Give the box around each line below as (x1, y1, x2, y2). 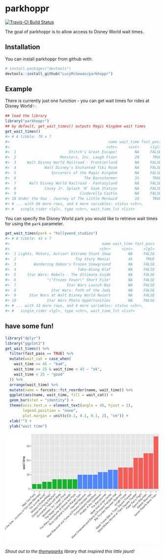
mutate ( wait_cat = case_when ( (9, 356, 71, 361)
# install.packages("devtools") (5, 66, 71, 71)
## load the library (5, 113, 48, 118)
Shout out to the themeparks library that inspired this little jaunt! (5, 548, 135, 554)
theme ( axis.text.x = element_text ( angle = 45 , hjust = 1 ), (9, 403, 133, 408)
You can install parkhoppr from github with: (5, 56, 93, 62)
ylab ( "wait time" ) (9, 424, 48, 428)
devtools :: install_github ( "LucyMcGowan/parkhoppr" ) (5, 71, 113, 76)
